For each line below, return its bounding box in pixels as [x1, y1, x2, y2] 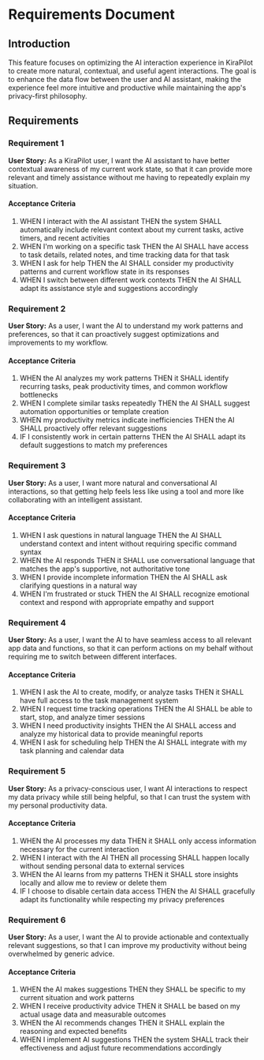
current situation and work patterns [19, 993, 135, 1002]
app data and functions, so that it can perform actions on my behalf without [8, 644, 254, 653]
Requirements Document [8, 6, 176, 24]
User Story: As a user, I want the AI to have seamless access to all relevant [8, 635, 252, 644]
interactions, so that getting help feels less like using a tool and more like [8, 487, 244, 496]
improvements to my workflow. [8, 338, 109, 348]
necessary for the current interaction [19, 844, 139, 853]
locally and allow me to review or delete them [19, 878, 167, 887]
